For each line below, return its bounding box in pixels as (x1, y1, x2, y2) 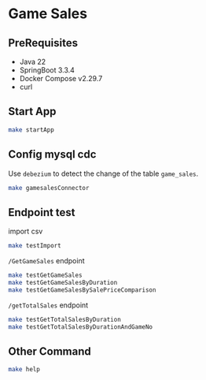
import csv (8, 226, 43, 237)
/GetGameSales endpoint (8, 256, 85, 266)
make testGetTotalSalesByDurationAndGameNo (8, 322, 153, 331)
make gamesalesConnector (8, 184, 90, 192)
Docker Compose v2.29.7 (19, 74, 103, 83)
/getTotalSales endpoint (8, 300, 89, 310)
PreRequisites (8, 36, 79, 50)
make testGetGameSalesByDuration (8, 278, 118, 286)
